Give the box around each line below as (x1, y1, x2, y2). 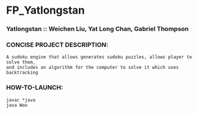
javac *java (6, 97, 36, 103)
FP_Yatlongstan (6, 4, 85, 17)
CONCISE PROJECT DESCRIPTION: (6, 41, 108, 49)
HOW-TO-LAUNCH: (6, 84, 63, 92)
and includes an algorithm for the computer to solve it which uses (6, 65, 179, 71)
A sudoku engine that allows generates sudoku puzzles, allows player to (6, 54, 193, 60)
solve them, (6, 59, 36, 65)
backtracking (6, 69, 39, 76)
